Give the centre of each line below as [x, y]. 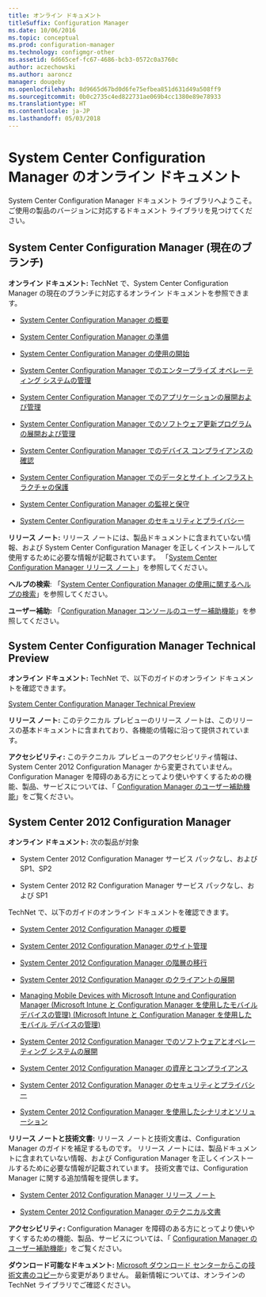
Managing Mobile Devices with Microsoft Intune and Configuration [128, 995]
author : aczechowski [42, 67]
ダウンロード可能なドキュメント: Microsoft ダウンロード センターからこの [129, 1265]
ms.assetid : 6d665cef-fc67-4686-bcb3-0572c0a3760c [93, 60]
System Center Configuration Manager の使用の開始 [104, 353]
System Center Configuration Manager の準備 [94, 337]
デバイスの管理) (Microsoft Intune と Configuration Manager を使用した [135, 1015]
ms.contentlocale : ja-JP [49, 112]
